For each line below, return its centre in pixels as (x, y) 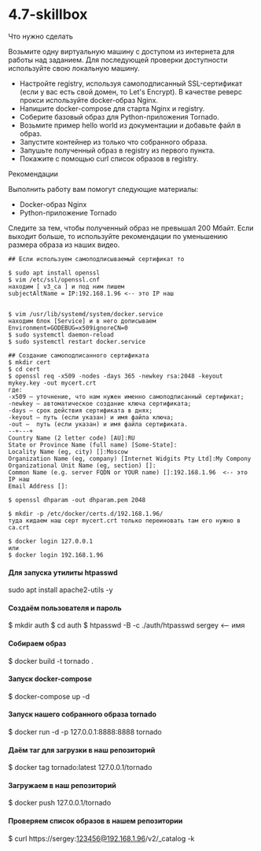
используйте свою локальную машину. (74, 68)
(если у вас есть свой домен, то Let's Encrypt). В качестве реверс (130, 91)
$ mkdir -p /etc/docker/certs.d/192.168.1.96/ (86, 514)
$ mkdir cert (29, 362)
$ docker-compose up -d (49, 696)
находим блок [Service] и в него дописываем (82, 321)
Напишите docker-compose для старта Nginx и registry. (112, 109)
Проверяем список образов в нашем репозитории (96, 820)
